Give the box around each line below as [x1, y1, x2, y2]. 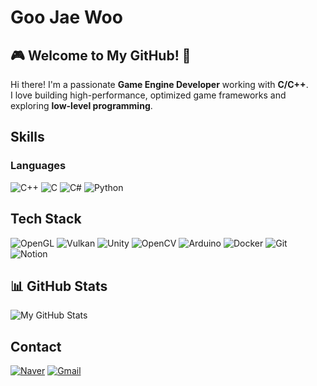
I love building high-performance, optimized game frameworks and [10, 89, 287, 101]
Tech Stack [10, 211, 82, 228]
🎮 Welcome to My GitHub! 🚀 [10, 47, 192, 64]
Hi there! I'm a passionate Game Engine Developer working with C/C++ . [10, 79, 309, 90]
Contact [10, 338, 62, 355]
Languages [10, 159, 67, 173]
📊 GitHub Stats [10, 277, 108, 295]
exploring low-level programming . [10, 100, 153, 111]
